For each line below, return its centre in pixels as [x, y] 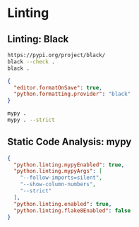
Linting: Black [38, 39]
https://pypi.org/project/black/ [56, 55]
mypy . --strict [31, 120]
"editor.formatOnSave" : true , [58, 87]
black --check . [31, 61]
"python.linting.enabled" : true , [63, 204]
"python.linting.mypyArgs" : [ [58, 171]
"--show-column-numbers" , [58, 185]
